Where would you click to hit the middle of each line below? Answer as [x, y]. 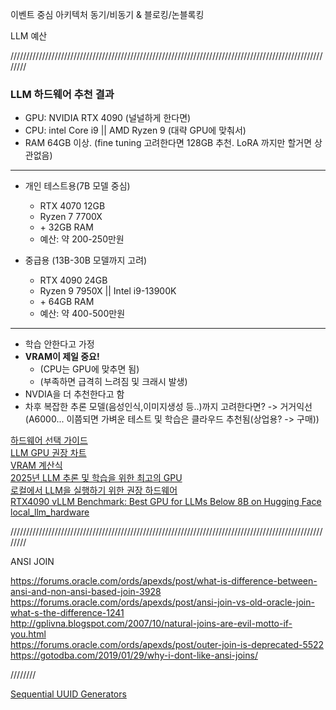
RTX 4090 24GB [73, 280]
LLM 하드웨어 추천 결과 [62, 94]
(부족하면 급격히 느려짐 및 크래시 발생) [113, 382]
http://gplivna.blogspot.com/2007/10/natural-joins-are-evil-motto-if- [151, 624]
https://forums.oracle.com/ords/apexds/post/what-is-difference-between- [164, 581]
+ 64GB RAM [67, 302]
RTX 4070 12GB [72, 206]
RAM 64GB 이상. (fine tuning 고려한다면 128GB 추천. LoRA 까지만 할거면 [168, 143]
